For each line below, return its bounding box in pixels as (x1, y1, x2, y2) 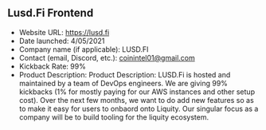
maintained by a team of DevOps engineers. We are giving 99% (18, 78, 229, 88)
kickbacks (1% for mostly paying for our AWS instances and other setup (18, 87, 256, 97)
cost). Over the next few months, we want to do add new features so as (18, 95, 254, 104)
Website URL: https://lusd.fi (18, 27, 110, 37)
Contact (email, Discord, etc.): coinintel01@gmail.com (18, 53, 196, 62)
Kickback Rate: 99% (18, 61, 87, 71)
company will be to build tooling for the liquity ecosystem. (18, 112, 209, 122)
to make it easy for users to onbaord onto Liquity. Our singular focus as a (18, 104, 259, 113)
